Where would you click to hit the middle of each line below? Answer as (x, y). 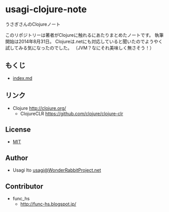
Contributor (24, 186)
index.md (22, 78)
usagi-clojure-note (46, 9)
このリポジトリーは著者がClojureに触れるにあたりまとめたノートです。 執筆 (84, 35)
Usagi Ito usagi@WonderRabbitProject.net (57, 170)
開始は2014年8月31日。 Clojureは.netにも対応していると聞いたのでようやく (84, 41)
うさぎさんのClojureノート (33, 24)
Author (17, 158)
